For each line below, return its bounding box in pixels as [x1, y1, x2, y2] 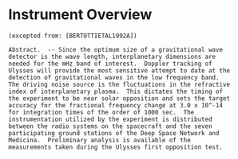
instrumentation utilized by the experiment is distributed [8, 115, 213, 123]
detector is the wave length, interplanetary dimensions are [8, 52, 216, 60]
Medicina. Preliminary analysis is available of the [8, 136, 192, 144]
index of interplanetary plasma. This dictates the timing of [8, 87, 224, 95]
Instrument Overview [8, 6, 153, 24]
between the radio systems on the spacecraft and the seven [8, 122, 213, 130]
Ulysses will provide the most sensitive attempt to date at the [8, 66, 230, 75]
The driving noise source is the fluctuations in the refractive [8, 80, 230, 88]
